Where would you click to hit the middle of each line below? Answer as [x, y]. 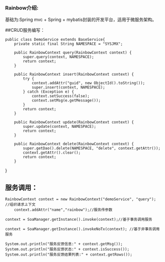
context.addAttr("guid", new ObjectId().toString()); [88, 83]
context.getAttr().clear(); [52, 153]
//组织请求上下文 [20, 205]
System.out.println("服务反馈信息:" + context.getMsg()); [64, 244]
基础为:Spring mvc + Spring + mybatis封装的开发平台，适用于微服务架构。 [81, 20]
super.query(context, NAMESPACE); [58, 57]
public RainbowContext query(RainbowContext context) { [73, 53]
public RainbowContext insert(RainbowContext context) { [74, 75]
